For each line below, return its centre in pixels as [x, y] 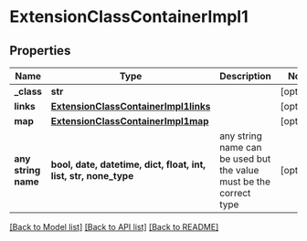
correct [235, 193]
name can [240, 147]
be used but [245, 159]
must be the [245, 182]
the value [239, 170]
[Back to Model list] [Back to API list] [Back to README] [114, 227]
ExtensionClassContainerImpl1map [130, 121]
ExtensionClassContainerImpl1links [131, 106]
